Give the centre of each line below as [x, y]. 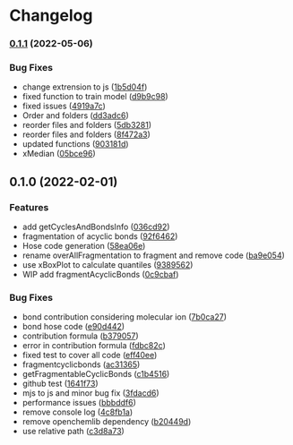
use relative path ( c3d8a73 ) [73, 432]
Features [29, 207]
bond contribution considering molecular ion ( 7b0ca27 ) [124, 317]
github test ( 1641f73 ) [60, 384]
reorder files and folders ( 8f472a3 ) [86, 134]
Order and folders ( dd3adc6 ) [75, 116]
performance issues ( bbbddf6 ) [79, 403]
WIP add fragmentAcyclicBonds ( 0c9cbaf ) [100, 275]
